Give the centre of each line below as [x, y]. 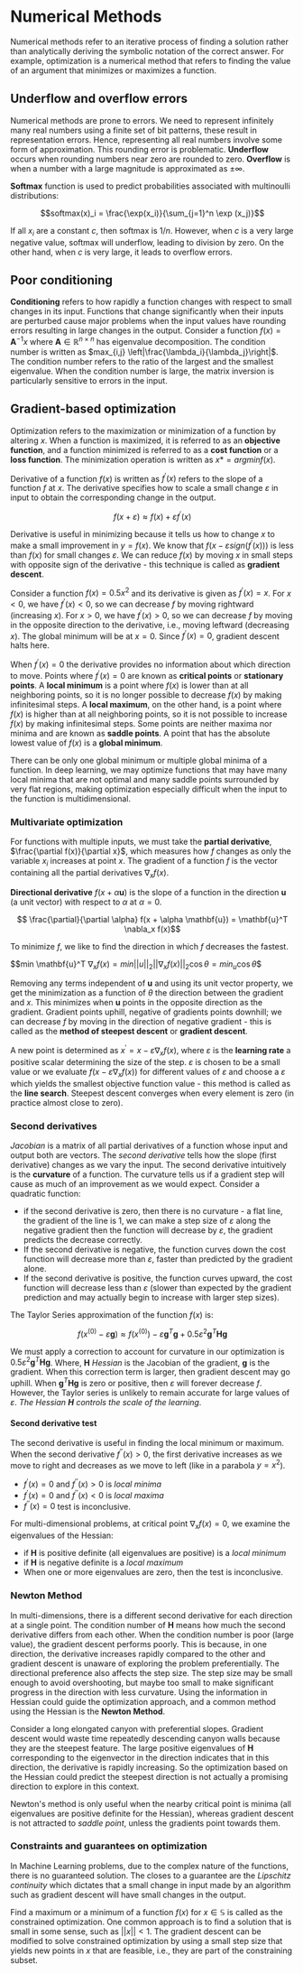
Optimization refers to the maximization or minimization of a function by [143, 431]
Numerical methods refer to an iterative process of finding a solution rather [150, 42]
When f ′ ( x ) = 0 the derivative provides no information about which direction [151, 663]
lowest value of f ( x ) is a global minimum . [87, 743]
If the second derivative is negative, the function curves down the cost [155, 1249]
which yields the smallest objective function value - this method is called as [151, 1083]
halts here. [30, 645]
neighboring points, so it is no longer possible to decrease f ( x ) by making [146, 695]
